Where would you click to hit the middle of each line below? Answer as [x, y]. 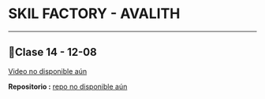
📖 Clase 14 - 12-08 [52, 52]
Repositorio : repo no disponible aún [68, 86]
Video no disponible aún [48, 71]
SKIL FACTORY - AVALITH [94, 14]
